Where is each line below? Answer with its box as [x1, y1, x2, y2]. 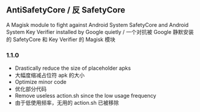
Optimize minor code [14, 79, 67, 86]
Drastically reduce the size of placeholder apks [14, 64, 131, 72]
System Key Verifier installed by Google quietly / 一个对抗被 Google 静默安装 [6, 28, 194, 35]
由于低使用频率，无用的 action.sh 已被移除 [14, 99, 119, 107]
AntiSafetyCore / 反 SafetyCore [6, 5, 125, 15]
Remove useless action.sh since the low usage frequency [14, 92, 156, 99]
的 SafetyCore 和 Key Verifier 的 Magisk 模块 [6, 36, 115, 43]
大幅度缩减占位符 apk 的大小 [14, 71, 85, 79]
